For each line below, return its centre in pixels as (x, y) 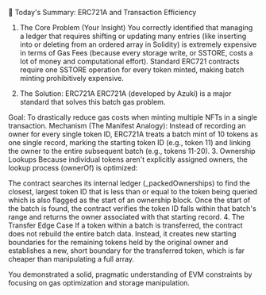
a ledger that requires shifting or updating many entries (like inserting (133, 36)
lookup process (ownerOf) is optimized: (73, 168)
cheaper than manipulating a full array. (71, 259)
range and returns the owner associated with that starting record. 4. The (126, 217)
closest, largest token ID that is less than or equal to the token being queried (133, 192)
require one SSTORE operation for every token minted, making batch (132, 70)
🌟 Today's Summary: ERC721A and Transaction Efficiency (102, 12)
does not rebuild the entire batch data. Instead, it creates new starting (122, 234)
